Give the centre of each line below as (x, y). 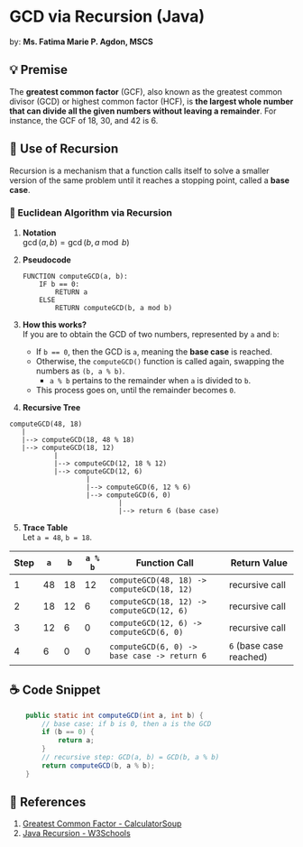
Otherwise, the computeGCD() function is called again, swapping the (160, 361)
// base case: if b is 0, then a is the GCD (127, 723)
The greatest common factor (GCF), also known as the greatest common (146, 91)
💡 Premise (38, 70)
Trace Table (45, 527)
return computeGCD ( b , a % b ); (98, 765)
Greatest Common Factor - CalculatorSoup (102, 824)
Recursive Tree (51, 407)
